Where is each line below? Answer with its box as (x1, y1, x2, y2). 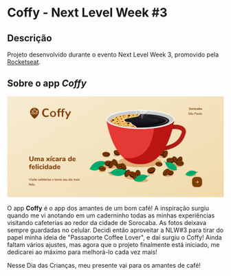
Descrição (7, 32, 52, 44)
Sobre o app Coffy (7, 78, 87, 89)
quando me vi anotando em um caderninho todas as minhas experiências (7, 211, 215, 220)
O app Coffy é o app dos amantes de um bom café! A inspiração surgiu (7, 204, 210, 212)
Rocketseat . (7, 58, 41, 66)
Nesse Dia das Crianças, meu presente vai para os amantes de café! (7, 261, 201, 269)
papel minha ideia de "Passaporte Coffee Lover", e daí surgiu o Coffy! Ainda (7, 233, 222, 242)
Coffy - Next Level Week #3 (7, 5, 168, 21)
